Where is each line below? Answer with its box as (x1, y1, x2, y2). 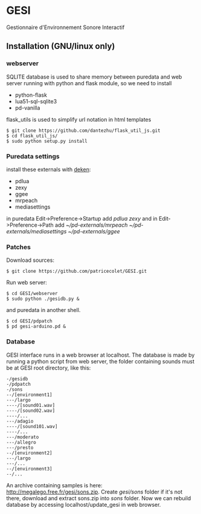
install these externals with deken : (6, 166, 91, 173)
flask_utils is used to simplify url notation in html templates (6, 115, 152, 123)
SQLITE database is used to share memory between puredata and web (6, 73, 182, 80)
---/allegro (6, 439, 36, 445)
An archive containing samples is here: (6, 481, 103, 489)
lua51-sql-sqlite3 (14, 97, 57, 105)
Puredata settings (6, 152, 60, 160)
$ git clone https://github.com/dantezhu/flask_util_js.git (6, 128, 161, 134)
